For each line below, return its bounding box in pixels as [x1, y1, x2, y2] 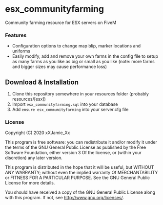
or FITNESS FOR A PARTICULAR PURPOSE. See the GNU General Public [5, 175, 150, 181]
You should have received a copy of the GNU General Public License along [5, 189, 155, 195]
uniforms [12, 48, 31, 54]
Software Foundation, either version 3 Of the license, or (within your [5, 150, 142, 156]
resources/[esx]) [12, 96, 46, 102]
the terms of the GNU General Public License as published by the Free [5, 144, 146, 150]
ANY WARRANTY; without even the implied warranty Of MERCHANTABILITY [5, 170, 158, 176]
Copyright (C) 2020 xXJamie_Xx [5, 130, 70, 136]
